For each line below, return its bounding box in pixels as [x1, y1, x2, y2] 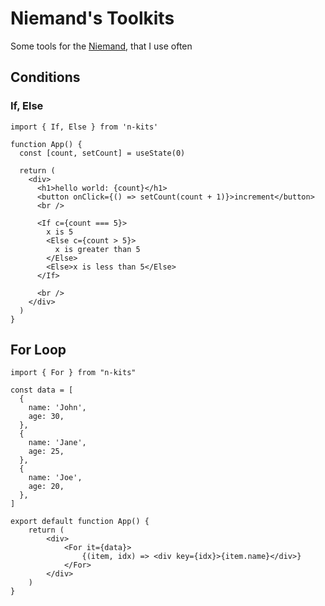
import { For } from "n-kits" [10, 368, 137, 378]
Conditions [10, 69, 81, 86]
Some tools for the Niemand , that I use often [10, 40, 193, 52]
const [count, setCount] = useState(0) [19, 148, 186, 158]
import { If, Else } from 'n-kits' [10, 122, 159, 132]
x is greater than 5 [54, 244, 141, 254]
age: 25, [28, 447, 65, 457]
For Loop [10, 342, 67, 359]
